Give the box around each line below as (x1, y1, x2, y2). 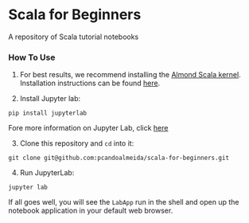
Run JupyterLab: (19, 168, 75, 178)
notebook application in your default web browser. (8, 205, 173, 216)
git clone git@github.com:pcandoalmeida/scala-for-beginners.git (8, 154, 229, 162)
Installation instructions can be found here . (19, 78, 161, 88)
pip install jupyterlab (8, 109, 88, 117)
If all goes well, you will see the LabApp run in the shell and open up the (8, 198, 239, 207)
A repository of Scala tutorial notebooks (8, 32, 139, 41)
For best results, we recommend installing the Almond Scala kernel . (19, 70, 241, 80)
